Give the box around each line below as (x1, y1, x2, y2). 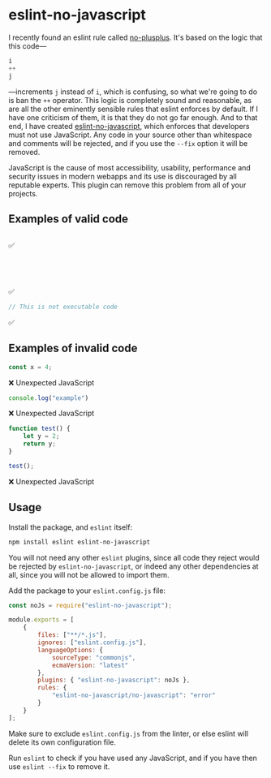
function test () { (8, 424, 71, 433)
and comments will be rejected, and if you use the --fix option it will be (8, 138, 248, 148)
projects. (8, 188, 38, 198)
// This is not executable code (8, 303, 118, 311)
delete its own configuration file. (8, 737, 116, 747)
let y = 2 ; (23, 432, 60, 441)
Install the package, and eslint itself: (8, 522, 132, 532)
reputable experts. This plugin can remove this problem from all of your (8, 180, 247, 190)
